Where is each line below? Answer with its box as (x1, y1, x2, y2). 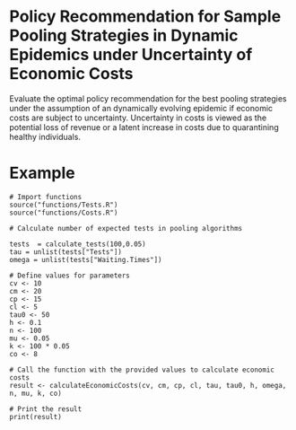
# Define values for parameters (9, 271, 130, 280)
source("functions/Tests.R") (9, 200, 118, 209)
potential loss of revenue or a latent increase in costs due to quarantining (9, 121, 280, 132)
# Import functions (9, 192, 83, 201)
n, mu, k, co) (9, 389, 63, 398)
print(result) (9, 412, 63, 421)
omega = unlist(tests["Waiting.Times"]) (9, 255, 163, 264)
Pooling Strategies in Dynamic (9, 25, 239, 46)
